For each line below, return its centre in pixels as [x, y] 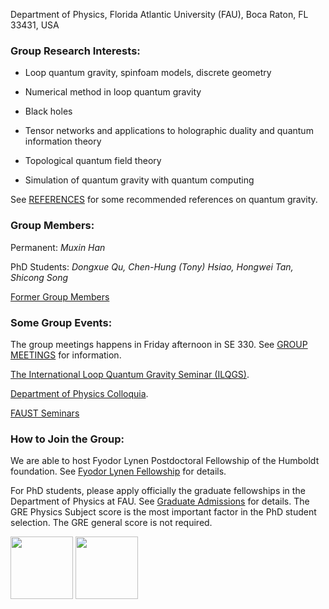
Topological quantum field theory [93, 161]
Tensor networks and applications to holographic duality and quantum [169, 131]
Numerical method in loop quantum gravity [113, 92]
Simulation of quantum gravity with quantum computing [139, 180]
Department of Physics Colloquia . [79, 393]
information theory [63, 141]
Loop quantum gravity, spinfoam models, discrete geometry [148, 73]
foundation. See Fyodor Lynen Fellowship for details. [118, 471]
